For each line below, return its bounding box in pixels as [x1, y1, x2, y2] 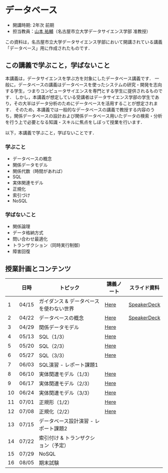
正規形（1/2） [39, 399, 72, 406]
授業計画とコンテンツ [5, 264, 71, 273]
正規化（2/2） [39, 408, 72, 415]
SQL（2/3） [39, 343, 67, 350]
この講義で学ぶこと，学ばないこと [5, 61, 110, 70]
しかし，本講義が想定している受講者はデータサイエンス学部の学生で [14, 94, 155, 100]
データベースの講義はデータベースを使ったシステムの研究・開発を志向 [18, 81, 162, 87]
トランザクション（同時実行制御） [12, 242, 83, 248]
